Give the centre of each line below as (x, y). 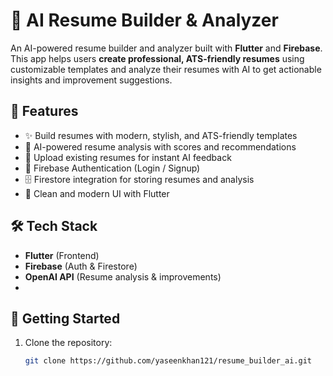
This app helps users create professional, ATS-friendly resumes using (157, 58)
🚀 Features (44, 111)
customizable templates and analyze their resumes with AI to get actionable (166, 69)
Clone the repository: (68, 343)
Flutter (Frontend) (62, 255)
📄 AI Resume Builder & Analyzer (144, 20)
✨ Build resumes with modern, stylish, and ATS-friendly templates (161, 135)
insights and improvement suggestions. (91, 80)
